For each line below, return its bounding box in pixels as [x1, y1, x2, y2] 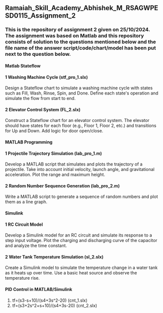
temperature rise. [5, 275, 40, 281]
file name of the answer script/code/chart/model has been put [5, 45, 156, 51]
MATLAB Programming [5, 139, 53, 145]
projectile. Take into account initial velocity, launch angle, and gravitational [5, 167, 155, 172]
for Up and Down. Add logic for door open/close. [5, 128, 103, 134]
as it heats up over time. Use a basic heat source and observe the [5, 270, 138, 276]
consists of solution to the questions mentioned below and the [5, 39, 156, 46]
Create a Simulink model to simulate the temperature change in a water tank [5, 265, 158, 271]
